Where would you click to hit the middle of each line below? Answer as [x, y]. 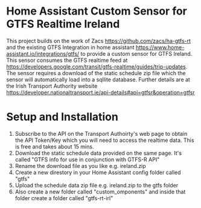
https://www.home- [160, 47]
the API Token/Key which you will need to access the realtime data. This [104, 140]
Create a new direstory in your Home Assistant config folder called [98, 172]
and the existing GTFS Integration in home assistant [70, 47]
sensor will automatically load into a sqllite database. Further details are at [98, 79]
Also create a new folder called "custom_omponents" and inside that [100, 192]
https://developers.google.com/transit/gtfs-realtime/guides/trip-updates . [97, 66]
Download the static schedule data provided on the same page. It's [98, 153]
